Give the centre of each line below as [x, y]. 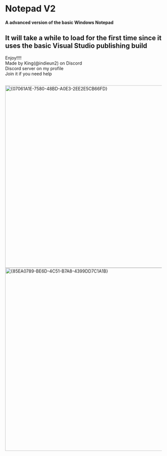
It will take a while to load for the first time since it [83, 38]
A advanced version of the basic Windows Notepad [59, 22]
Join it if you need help [29, 74]
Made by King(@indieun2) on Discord [44, 63]
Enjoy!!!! [13, 58]
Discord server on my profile [34, 68]
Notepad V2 [31, 9]
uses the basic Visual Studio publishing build [76, 46]
